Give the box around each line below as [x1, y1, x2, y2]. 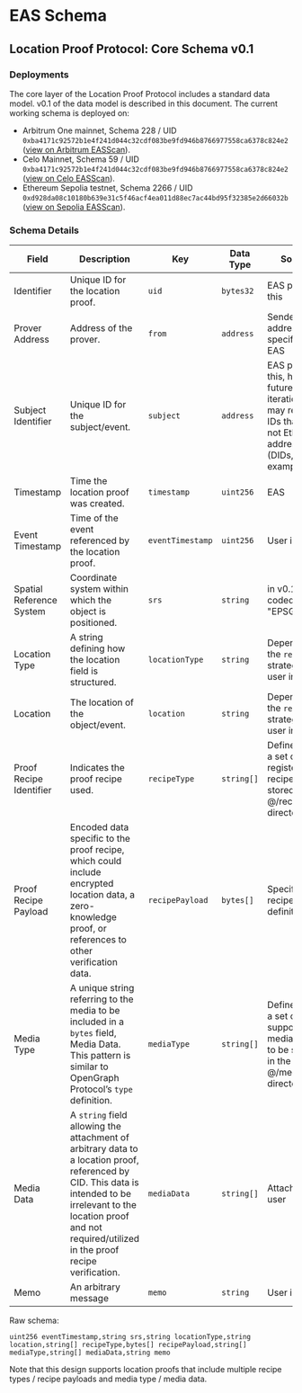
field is [70, 665, 99, 677]
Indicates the [70, 762, 125, 774]
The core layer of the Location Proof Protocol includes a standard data [9, 88, 271, 99]
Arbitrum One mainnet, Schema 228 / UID [22, 125, 177, 136]
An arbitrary [70, 1281, 121, 1293]
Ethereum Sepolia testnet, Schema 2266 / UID [22, 182, 193, 193]
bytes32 [221, 286, 254, 297]
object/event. [70, 719, 126, 731]
